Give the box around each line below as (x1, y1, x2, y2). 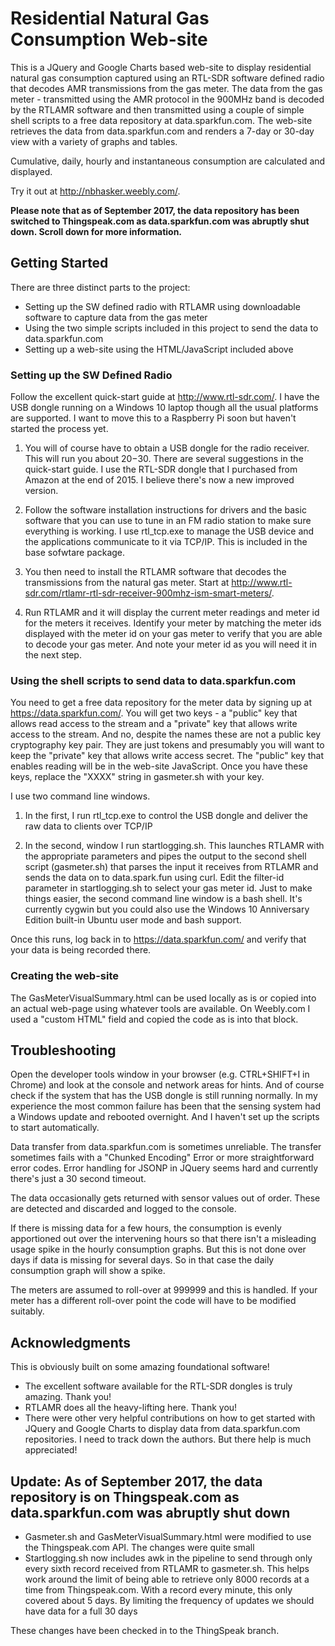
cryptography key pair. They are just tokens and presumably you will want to (10, 739, 325, 751)
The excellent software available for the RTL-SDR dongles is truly (24, 1380, 293, 1392)
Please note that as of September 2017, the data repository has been (10, 204, 300, 216)
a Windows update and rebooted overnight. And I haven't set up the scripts (10, 1111, 320, 1123)
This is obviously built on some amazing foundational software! (10, 1361, 270, 1373)
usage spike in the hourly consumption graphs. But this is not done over (10, 1243, 307, 1256)
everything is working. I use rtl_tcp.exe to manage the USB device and (24, 525, 315, 537)
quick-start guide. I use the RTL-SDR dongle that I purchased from (24, 463, 298, 476)
